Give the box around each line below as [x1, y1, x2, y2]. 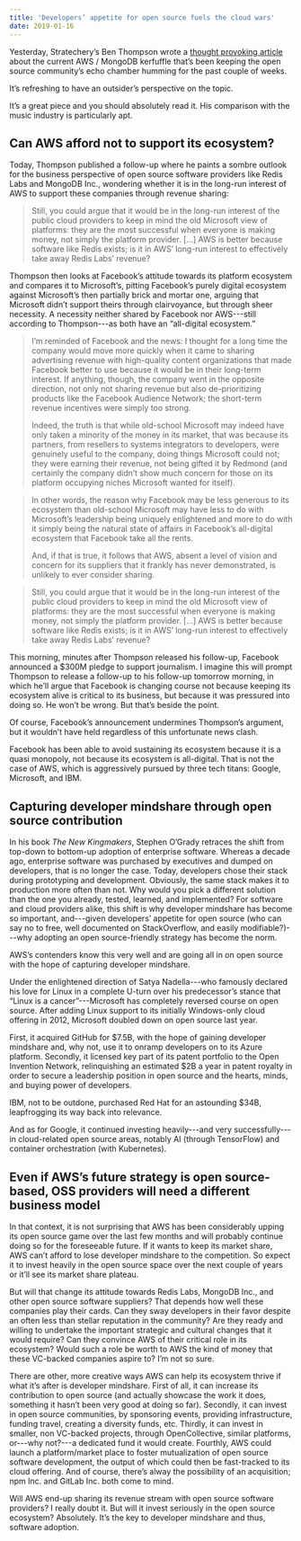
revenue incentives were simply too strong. [31, 403, 191, 413]
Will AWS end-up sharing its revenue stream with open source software [9, 1492, 274, 1503]
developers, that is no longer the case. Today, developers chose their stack [9, 865, 288, 876]
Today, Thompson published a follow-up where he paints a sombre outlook [9, 159, 288, 171]
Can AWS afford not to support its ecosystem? [9, 136, 275, 151]
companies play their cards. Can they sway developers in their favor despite [9, 1305, 291, 1316]
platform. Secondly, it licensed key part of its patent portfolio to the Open [9, 1051, 279, 1062]
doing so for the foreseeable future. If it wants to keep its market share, [9, 1240, 273, 1251]
